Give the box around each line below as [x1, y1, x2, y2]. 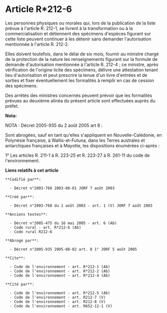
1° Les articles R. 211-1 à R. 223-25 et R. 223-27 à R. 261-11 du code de [5, 152, 150, 158]
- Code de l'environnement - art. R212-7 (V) [9, 295, 106, 300]
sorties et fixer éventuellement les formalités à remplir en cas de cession [5, 77, 155, 83]
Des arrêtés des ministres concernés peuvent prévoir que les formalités [5, 92, 153, 98]
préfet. [5, 103, 19, 109]
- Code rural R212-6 [9, 229, 52, 234]
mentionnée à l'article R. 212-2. [5, 41, 69, 47]
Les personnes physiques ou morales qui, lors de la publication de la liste [5, 20, 156, 26]
